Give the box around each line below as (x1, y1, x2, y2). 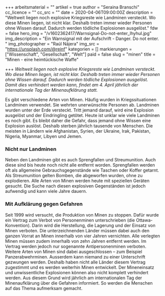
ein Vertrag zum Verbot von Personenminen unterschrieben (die (5, 217, 135, 223)
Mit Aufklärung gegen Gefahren (5, 201, 83, 208)
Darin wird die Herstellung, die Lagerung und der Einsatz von (32, 222, 156, 228)
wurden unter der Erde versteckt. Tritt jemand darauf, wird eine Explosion (5, 107, 154, 113)
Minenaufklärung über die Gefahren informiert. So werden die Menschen (5, 280, 153, 286)
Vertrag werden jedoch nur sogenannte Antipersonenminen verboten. (5, 243, 147, 249)
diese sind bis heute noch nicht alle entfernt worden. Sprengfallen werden (5, 162, 155, 168)
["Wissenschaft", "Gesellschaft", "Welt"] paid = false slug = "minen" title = (5, 51, 156, 57)
